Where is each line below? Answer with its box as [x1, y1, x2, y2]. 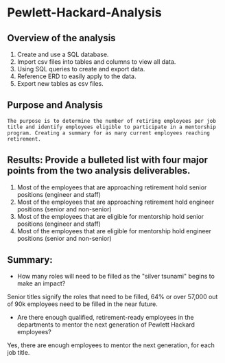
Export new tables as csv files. [16, 80, 104, 87]
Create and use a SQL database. [16, 50, 109, 58]
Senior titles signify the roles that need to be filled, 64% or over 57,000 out [7, 293, 218, 301]
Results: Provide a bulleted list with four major [7, 154, 208, 166]
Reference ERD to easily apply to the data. [16, 72, 137, 80]
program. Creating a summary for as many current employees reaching [7, 129, 211, 137]
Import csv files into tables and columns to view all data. [16, 58, 176, 66]
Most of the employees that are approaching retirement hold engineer [16, 198, 215, 206]
